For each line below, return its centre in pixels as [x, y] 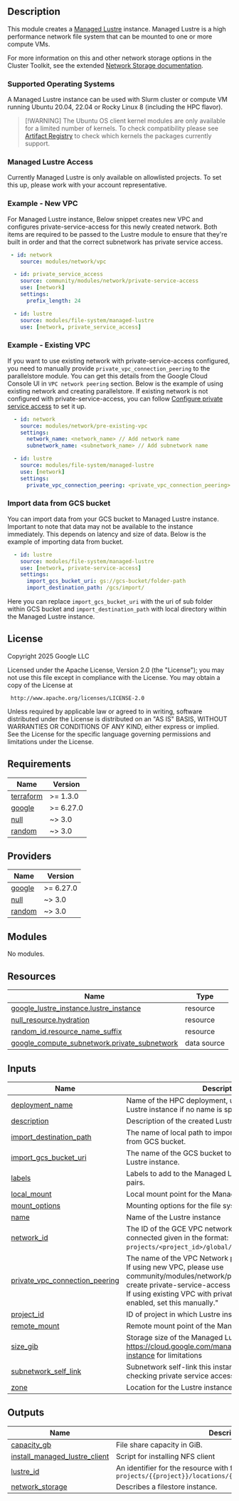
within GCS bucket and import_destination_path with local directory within [117, 609]
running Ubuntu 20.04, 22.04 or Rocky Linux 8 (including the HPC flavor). [115, 107]
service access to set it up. [47, 406]
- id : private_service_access [58, 274]
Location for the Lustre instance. [180, 1387]
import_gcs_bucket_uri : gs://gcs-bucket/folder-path [106, 581]
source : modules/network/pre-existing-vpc [84, 426]
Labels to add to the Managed [176, 1173]
